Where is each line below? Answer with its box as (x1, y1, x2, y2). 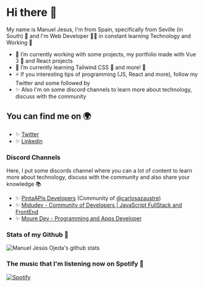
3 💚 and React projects (15, 57, 74, 64)
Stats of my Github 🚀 (6, 230, 69, 239)
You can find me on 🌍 (6, 111, 92, 122)
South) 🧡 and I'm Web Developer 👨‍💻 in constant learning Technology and (6, 32, 191, 39)
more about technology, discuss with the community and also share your (6, 174, 190, 181)
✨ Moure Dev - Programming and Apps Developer (15, 215, 142, 222)
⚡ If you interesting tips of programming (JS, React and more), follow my (15, 70, 198, 78)
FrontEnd (15, 208, 39, 216)
